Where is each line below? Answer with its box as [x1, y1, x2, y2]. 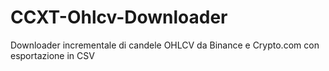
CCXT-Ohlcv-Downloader [10, 6, 228, 29]
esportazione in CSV [10, 49, 95, 61]
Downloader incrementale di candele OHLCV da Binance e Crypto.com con [10, 39, 320, 51]
